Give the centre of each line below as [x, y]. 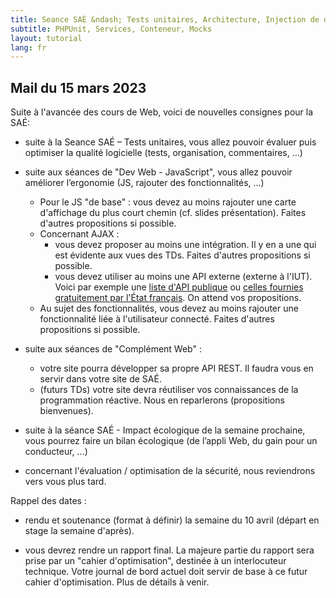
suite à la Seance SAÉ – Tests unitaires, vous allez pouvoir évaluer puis [170, 142]
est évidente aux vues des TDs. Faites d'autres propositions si [182, 255]
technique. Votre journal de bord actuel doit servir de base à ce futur [166, 572]
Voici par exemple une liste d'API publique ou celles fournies [179, 287]
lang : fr [28, 47]
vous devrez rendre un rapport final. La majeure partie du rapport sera [169, 550]
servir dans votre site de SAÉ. [100, 379]
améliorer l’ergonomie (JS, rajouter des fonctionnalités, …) [144, 183]
